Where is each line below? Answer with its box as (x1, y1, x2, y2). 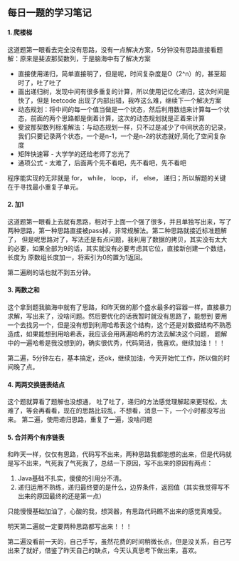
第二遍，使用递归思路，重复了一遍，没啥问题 (21, 416, 153, 424)
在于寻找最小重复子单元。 (7, 182, 83, 191)
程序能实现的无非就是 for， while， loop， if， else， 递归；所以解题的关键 (7, 173, 226, 182)
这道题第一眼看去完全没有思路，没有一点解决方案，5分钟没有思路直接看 (7, 45, 217, 53)
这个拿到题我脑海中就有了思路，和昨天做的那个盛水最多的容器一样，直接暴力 (7, 303, 232, 312)
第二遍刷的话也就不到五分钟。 (7, 268, 95, 277)
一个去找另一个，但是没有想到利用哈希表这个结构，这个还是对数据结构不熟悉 (7, 321, 232, 329)
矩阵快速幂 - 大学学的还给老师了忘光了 (17, 149, 131, 158)
